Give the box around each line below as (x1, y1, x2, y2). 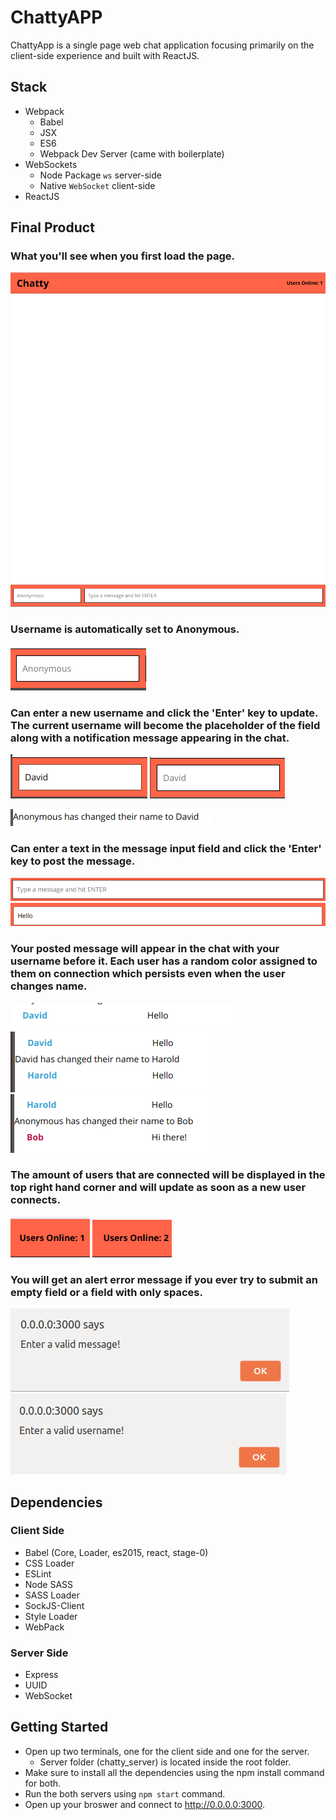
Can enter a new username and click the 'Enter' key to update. (10, 706, 319, 720)
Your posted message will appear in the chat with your (10, 942, 280, 956)
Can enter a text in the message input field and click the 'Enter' (10, 842, 322, 856)
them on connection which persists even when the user (10, 967, 286, 981)
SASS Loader (24, 1589, 80, 1601)
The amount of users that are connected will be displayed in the (10, 1168, 326, 1182)
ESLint (24, 1567, 52, 1580)
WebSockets (24, 158, 78, 170)
